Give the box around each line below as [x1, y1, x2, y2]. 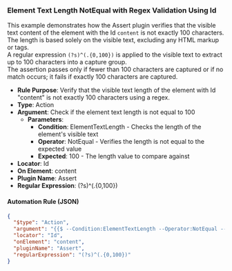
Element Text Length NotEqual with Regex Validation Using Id [7, 6, 217, 15]
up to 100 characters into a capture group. [7, 58, 128, 66]
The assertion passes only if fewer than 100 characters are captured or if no [7, 65, 224, 74]
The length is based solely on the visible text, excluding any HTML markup [7, 36, 220, 44]
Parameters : [27, 115, 64, 124]
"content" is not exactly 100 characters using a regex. [17, 93, 171, 102]
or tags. [7, 44, 30, 52]
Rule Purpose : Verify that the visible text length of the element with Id [17, 86, 216, 95]
